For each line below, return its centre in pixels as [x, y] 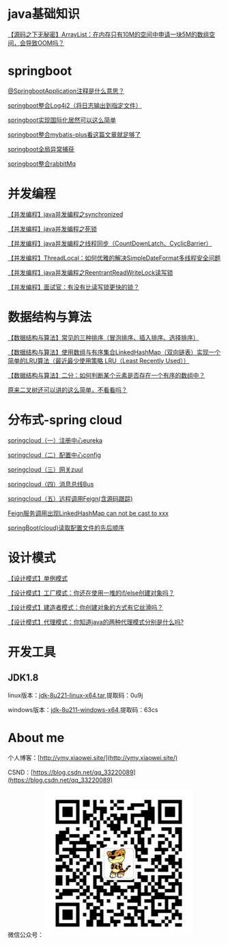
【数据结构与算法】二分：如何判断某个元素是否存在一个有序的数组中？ [106, 375]
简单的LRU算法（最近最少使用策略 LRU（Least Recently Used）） [99, 360]
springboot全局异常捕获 [41, 149]
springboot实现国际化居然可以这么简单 [62, 120]
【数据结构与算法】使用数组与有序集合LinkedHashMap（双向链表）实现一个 [114, 352]
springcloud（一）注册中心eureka [55, 440]
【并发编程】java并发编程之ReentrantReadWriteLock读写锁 [90, 272]
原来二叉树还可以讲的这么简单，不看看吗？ [68, 390]
